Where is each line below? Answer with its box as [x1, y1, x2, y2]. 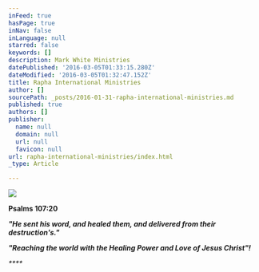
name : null [15, 123, 52, 131]
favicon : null [15, 145, 62, 153]
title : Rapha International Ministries [8, 78, 141, 86]
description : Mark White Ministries [8, 57, 130, 65]
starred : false [8, 41, 59, 49]
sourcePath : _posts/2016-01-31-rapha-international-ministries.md [8, 93, 234, 101]
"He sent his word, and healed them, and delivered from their [8, 219, 216, 229]
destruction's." [8, 228, 60, 238]
